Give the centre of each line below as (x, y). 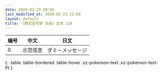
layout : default (22, 19)
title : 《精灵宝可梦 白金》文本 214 (39, 23)
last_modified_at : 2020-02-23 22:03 (43, 14)
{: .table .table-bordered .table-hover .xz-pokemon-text (62, 63)
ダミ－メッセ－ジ (67, 50)
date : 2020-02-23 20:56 (30, 10)
